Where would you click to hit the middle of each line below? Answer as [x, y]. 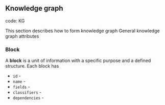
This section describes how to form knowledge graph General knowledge [82, 31]
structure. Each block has [32, 66]
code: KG [15, 20]
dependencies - [28, 98]
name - [19, 81]
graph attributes [22, 36]
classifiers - [27, 92]
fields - [21, 87]
